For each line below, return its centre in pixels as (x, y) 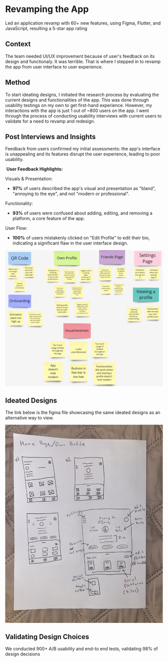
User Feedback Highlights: (34, 169)
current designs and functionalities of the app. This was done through (77, 100)
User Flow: (16, 228)
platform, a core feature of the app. (48, 218)
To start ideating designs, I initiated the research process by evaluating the (82, 94)
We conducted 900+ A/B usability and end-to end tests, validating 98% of (82, 649)
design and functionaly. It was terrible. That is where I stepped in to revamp (83, 61)
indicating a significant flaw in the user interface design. (70, 243)
